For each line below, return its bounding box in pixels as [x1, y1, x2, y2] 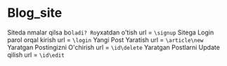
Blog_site [7, 5, 63, 21]
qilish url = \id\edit [7, 51, 65, 59]
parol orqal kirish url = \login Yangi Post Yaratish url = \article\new [7, 35, 204, 44]
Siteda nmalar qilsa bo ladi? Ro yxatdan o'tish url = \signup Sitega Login [7, 28, 214, 37]
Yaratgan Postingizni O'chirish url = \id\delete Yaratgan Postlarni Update [7, 43, 220, 51]
